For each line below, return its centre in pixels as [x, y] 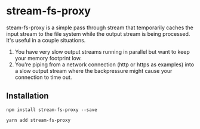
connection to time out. [43, 77]
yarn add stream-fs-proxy [38, 120]
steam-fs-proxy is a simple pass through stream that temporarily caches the [100, 27]
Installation [27, 96]
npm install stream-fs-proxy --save [52, 110]
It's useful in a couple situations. [46, 40]
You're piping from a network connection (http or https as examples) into [104, 64]
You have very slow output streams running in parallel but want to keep [102, 51]
